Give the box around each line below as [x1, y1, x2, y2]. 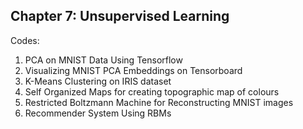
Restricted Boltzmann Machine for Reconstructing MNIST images [24, 96, 294, 108]
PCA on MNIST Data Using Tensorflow [24, 54, 183, 66]
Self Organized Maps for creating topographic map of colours [24, 85, 280, 98]
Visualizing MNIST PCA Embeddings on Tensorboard [24, 64, 243, 76]
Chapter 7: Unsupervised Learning [10, 8, 230, 25]
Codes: [10, 34, 40, 46]
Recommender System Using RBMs [24, 107, 172, 119]
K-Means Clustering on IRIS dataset [24, 75, 172, 87]
